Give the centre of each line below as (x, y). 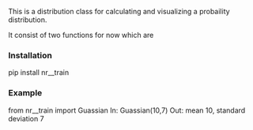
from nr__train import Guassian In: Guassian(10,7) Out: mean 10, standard (127, 110)
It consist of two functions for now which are (81, 35)
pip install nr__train (39, 72)
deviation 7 (26, 118)
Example (25, 93)
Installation (30, 55)
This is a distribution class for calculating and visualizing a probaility (119, 11)
